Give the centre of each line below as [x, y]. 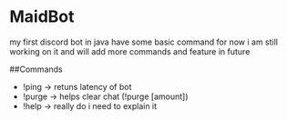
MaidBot [42, 17]
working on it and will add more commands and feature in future [130, 51]
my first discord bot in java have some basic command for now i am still [143, 42]
